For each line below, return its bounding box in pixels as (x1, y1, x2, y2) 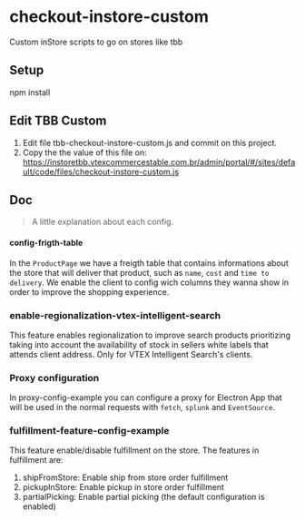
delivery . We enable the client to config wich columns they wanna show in (9, 277, 290, 288)
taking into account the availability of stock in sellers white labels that (9, 338, 270, 350)
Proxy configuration (9, 371, 100, 384)
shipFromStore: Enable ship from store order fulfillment (22, 472, 229, 483)
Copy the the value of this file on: (22, 147, 147, 158)
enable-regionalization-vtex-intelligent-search (9, 309, 221, 321)
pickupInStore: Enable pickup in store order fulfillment (22, 482, 225, 493)
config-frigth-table (9, 237, 84, 248)
